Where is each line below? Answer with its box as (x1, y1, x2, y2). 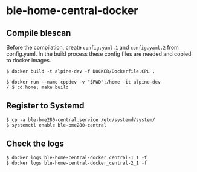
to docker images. (6, 57, 51, 64)
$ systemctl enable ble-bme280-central (6, 122, 107, 128)
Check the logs (6, 139, 65, 149)
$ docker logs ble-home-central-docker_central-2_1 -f (6, 160, 147, 166)
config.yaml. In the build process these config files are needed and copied (6, 50, 192, 58)
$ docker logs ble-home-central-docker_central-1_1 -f (6, 154, 147, 160)
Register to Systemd (6, 101, 85, 111)
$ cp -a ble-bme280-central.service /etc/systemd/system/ (6, 116, 155, 123)
